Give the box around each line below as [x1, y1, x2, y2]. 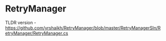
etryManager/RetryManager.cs [5, 30, 68, 36]
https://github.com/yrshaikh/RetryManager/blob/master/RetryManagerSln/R [5, 24, 161, 30]
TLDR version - [5, 19, 36, 25]
